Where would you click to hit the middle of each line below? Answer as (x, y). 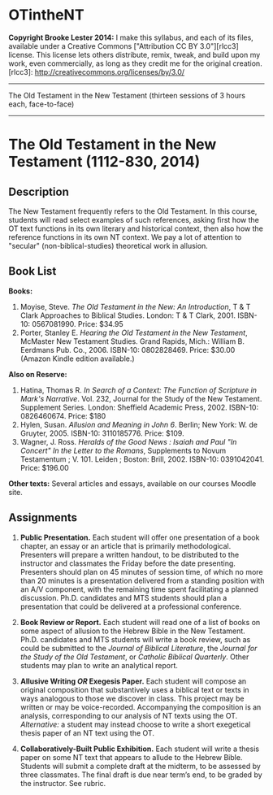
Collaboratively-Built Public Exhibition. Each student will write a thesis (140, 749)
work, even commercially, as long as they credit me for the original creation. (135, 63)
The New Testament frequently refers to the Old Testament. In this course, (133, 211)
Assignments (43, 518)
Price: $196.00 (44, 467)
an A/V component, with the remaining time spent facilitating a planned (139, 589)
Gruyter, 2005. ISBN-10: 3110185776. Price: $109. (102, 433)
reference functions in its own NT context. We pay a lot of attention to (125, 237)
